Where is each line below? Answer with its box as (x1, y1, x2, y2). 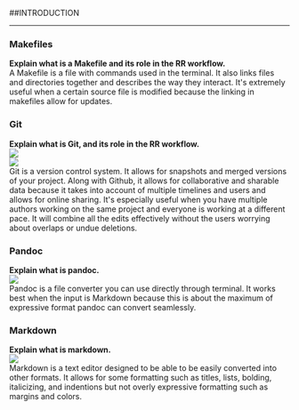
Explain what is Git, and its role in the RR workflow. (9, 138, 200, 149)
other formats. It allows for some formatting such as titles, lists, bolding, (9, 373, 272, 383)
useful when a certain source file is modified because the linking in (9, 86, 255, 97)
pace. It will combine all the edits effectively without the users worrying (9, 213, 271, 223)
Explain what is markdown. (9, 344, 111, 355)
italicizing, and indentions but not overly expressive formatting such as (9, 382, 269, 392)
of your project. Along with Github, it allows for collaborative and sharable (9, 175, 279, 186)
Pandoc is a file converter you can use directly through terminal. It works (9, 283, 276, 293)
